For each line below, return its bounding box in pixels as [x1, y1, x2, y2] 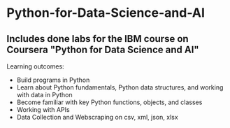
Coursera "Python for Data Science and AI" [6, 43, 200, 55]
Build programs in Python [16, 76, 90, 84]
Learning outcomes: [6, 62, 64, 71]
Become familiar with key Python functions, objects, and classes [16, 98, 203, 106]
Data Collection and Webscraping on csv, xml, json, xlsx [16, 113, 179, 121]
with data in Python [16, 91, 73, 99]
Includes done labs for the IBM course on [6, 33, 189, 45]
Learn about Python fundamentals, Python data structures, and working [16, 83, 224, 92]
